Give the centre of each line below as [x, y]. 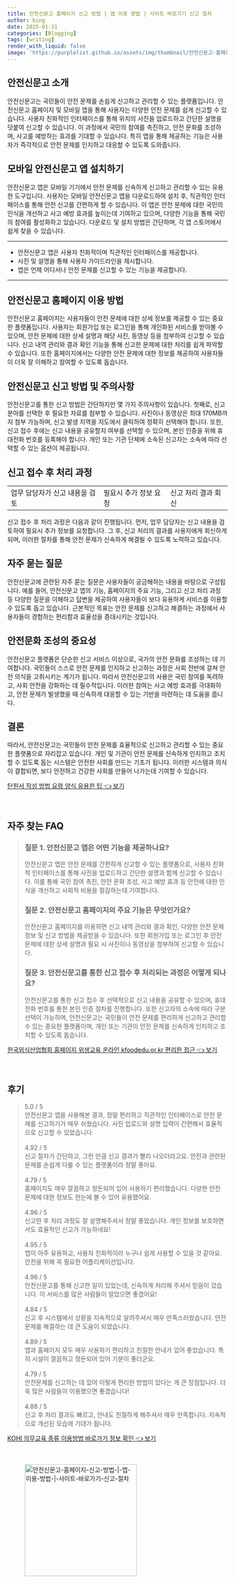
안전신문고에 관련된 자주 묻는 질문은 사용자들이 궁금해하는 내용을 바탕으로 [107, 582]
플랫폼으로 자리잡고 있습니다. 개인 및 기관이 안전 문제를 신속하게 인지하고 [113, 754]
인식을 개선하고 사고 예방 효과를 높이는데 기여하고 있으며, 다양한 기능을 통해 [110, 213]
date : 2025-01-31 [33, 27]
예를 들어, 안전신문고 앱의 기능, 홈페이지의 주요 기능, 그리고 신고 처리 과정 [122, 590]
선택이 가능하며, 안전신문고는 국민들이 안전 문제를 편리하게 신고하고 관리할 [125, 1017]
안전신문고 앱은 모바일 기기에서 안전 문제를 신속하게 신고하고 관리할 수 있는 [109, 187]
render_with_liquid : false [47, 46]
